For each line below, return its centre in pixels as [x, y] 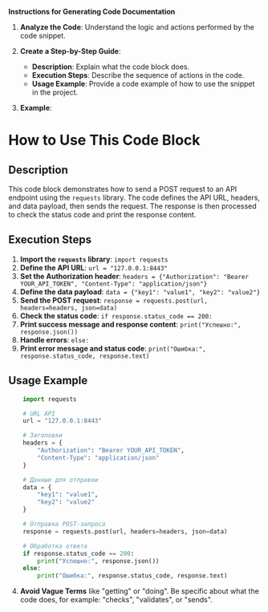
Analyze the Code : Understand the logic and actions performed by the [137, 27]
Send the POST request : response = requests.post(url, [114, 300]
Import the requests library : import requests [94, 259]
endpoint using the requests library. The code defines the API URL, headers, [134, 197]
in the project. [55, 92]
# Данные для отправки [61, 480]
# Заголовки [43, 436]
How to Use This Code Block [104, 140]
